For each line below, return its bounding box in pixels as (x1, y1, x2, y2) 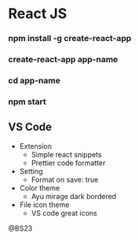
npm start (8, 96, 47, 107)
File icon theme (19, 200, 70, 209)
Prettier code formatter (31, 158, 106, 168)
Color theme (19, 183, 60, 193)
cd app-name (8, 75, 60, 86)
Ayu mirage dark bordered (31, 191, 116, 201)
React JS (8, 5, 68, 23)
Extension (19, 141, 53, 150)
